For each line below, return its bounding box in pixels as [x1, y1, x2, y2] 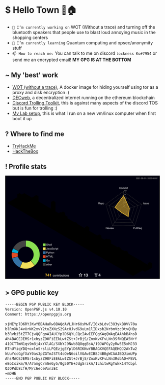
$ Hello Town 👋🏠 [5, 4, 77, 16]
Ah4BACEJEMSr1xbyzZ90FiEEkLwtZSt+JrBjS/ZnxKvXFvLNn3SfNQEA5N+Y [5, 337, 137, 342]
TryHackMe [12, 143, 36, 149]
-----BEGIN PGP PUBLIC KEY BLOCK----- [5, 302, 84, 307]
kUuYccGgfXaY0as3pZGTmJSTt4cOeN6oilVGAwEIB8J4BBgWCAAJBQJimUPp [5, 351, 137, 356]
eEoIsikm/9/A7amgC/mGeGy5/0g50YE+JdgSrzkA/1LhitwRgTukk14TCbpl [5, 361, 137, 366]
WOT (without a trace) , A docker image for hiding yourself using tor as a [12, 84, 159, 90]
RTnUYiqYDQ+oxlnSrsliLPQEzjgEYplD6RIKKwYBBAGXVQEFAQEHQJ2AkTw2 [5, 347, 137, 351]
